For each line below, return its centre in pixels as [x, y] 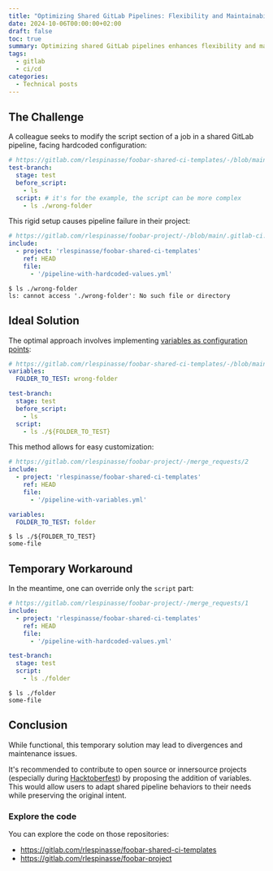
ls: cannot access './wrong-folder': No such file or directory [119, 295]
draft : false [30, 31]
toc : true [25, 39]
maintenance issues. [43, 753]
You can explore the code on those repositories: [89, 834]
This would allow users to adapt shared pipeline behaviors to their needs [130, 786]
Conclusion [38, 725]
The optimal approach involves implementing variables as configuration [128, 340]
